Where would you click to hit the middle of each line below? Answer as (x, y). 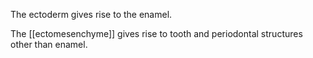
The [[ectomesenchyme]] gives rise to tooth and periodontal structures (156, 33)
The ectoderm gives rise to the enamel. (91, 14)
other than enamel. (49, 44)
